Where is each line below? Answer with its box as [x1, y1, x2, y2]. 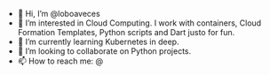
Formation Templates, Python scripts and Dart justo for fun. [17, 27, 235, 37]
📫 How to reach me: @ [17, 56, 104, 66]
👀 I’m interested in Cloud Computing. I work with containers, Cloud [17, 18, 262, 28]
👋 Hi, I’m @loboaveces [17, 9, 100, 19]
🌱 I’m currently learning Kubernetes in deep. [17, 36, 179, 47]
